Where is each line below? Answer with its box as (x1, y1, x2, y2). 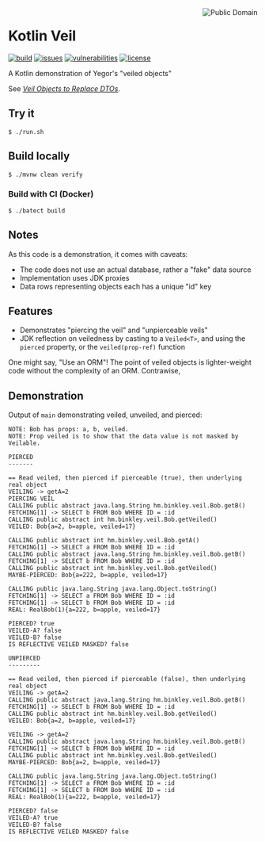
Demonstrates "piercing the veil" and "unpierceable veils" (19, 325, 208, 335)
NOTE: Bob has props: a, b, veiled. (8, 426, 129, 434)
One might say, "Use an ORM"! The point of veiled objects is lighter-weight (8, 358, 252, 367)
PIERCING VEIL (8, 495, 55, 503)
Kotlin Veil (8, 27, 77, 45)
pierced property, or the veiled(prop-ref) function (19, 343, 186, 352)
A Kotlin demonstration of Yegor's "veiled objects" (8, 68, 172, 78)
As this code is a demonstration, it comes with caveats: (8, 249, 188, 258)
